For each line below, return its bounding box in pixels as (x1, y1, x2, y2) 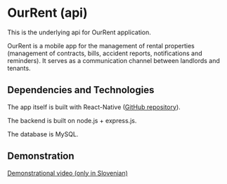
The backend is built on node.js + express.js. (7, 116, 137, 125)
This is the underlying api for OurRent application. (7, 28, 151, 36)
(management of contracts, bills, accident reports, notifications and (7, 49, 202, 57)
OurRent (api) (7, 5, 88, 21)
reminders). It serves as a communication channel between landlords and (7, 56, 220, 64)
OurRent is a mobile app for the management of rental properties (7, 41, 195, 50)
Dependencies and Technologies (7, 84, 155, 96)
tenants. (7, 64, 31, 72)
